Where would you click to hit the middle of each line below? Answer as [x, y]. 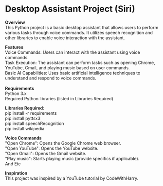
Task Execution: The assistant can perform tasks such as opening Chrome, [80, 62]
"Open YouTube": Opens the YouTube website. [52, 148]
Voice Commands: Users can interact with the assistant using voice [72, 52]
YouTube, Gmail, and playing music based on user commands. [67, 68]
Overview [15, 22]
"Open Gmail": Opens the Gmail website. [46, 153]
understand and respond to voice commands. [51, 78]
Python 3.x [16, 93]
